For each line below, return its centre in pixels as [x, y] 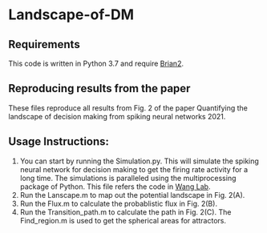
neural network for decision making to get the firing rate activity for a [134, 169]
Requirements [44, 44]
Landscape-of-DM [71, 15]
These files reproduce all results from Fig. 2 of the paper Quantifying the [128, 108]
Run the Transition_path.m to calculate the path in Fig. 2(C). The [125, 212]
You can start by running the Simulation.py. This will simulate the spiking [139, 161]
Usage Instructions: [59, 142]
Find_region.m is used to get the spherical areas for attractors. [123, 220]
